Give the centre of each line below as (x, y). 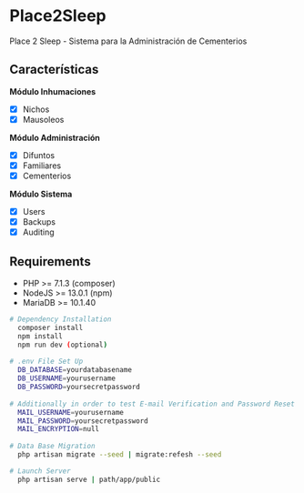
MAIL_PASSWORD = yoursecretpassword (83, 421)
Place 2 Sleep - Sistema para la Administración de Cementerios (128, 41)
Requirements (50, 262)
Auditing (38, 232)
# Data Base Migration (52, 447)
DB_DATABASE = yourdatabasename (75, 370)
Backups (39, 222)
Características (54, 70)
